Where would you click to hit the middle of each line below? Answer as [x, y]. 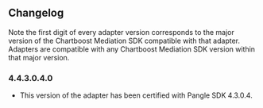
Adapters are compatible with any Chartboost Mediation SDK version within [132, 49]
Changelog [36, 13]
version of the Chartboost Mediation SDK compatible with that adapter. [124, 40]
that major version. [39, 57]
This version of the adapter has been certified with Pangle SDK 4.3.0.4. [136, 95]
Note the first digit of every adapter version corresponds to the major [121, 32]
